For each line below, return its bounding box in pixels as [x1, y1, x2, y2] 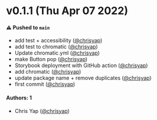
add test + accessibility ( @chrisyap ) [14, 37, 103, 44]
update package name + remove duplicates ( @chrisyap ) [14, 75, 152, 82]
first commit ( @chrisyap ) [14, 81, 76, 88]
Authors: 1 [6, 94, 32, 101]
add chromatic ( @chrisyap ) [14, 68, 81, 75]
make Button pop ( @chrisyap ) [14, 56, 88, 63]
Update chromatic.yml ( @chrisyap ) [14, 49, 100, 56]
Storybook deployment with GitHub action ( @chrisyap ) [14, 62, 148, 69]
